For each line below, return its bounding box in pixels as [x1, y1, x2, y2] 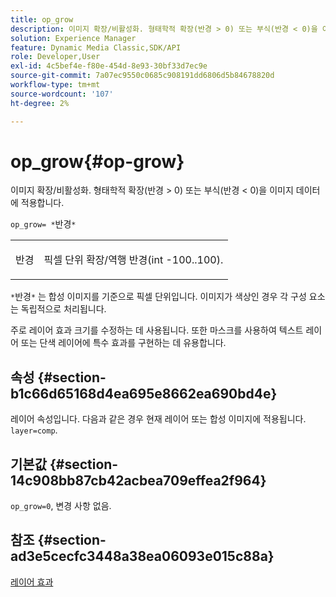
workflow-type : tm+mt [10, 80, 101, 90]
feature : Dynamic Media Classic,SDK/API [10, 42, 182, 53]
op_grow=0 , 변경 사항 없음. [10, 500, 112, 512]
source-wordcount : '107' [10, 89, 114, 99]
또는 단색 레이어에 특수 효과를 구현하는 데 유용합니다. [20, 337, 227, 349]
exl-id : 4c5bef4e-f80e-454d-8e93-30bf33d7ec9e [10, 61, 208, 71]
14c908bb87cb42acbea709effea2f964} [10, 472, 267, 489]
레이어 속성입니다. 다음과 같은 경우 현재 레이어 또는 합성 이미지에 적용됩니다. [10, 413, 307, 425]
